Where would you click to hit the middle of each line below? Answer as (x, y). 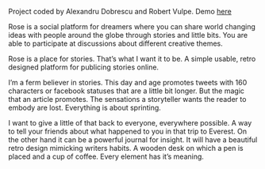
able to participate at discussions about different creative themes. (116, 43)
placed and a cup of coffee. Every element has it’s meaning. (106, 156)
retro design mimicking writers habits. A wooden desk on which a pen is (126, 148)
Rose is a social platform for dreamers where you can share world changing (132, 26)
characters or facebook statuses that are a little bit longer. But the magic (126, 91)
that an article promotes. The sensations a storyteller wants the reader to (127, 99)
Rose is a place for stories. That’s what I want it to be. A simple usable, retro (132, 59)
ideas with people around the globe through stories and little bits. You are (128, 35)
